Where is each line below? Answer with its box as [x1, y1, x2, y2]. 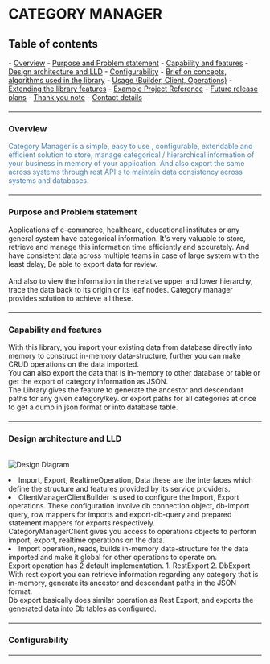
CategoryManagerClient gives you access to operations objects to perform [8, 527, 256, 537]
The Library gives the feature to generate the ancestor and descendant [8, 385, 243, 395]
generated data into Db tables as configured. [8, 604, 157, 613]
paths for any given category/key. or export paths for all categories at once [8, 394, 257, 404]
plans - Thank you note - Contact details [8, 93, 143, 102]
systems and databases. [8, 176, 89, 185]
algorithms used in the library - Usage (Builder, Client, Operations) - [8, 76, 233, 85]
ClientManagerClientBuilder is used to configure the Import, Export [18, 492, 239, 502]
